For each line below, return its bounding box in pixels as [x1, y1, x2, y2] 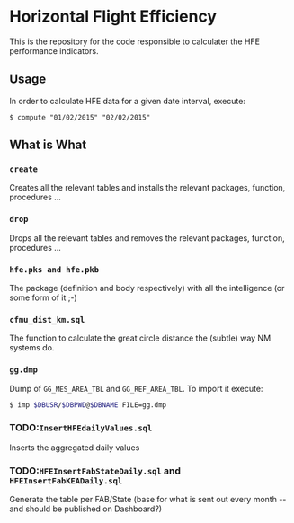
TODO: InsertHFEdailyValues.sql [9, 421, 153, 434]
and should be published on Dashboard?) [9, 503, 163, 514]
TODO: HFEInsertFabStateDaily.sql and [9, 465, 182, 477]
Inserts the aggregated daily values [9, 442, 140, 453]
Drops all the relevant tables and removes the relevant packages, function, [9, 232, 285, 244]
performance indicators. [9, 45, 99, 56]
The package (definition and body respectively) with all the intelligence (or [9, 283, 285, 294]
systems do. [9, 342, 55, 353]
